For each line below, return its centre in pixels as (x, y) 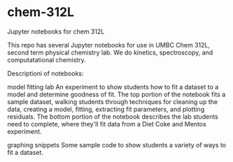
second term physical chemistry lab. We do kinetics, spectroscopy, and (110, 52)
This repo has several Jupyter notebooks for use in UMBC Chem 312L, (109, 45)
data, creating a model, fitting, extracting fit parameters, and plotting (106, 109)
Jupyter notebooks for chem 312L (56, 31)
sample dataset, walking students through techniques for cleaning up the (113, 101)
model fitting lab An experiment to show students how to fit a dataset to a (113, 87)
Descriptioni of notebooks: (45, 73)
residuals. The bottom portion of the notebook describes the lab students (113, 117)
